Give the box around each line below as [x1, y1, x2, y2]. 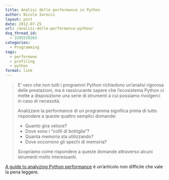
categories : [5, 40, 30, 45]
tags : [5, 49, 17, 54]
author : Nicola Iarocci [5, 12, 55, 17]
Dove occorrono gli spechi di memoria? [25, 139, 107, 145]
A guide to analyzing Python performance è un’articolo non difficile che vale [5, 164, 163, 169]
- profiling [10, 59, 35, 64]
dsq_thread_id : [5, 31, 37, 36]
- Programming [10, 45, 39, 50]
